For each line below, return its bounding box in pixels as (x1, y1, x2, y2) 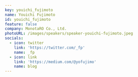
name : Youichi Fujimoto (5, 12, 56, 17)
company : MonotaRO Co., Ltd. (5, 26, 67, 31)
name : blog (14, 64, 37, 69)
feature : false (5, 21, 37, 27)
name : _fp (14, 50, 35, 55)
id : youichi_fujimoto (5, 17, 51, 22)
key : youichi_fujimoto (5, 7, 53, 13)
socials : (5, 36, 24, 41)
